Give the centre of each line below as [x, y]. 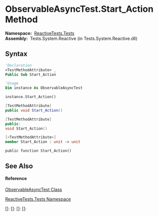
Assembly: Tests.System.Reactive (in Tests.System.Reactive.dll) [71, 38]
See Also [19, 166]
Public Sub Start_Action [31, 74]
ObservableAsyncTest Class [34, 189]
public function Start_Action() [38, 151]
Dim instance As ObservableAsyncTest [44, 88]
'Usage [12, 83]
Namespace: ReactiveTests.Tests [40, 33]
